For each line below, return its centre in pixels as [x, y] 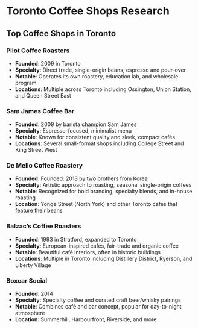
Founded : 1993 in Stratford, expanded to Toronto [76, 239]
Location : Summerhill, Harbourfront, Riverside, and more [86, 319]
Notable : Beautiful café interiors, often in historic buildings [88, 252]
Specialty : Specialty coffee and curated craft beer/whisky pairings [98, 300]
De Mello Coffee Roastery [45, 166]
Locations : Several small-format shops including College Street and [99, 143]
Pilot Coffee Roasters [38, 51]
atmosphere [30, 313]
